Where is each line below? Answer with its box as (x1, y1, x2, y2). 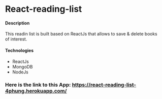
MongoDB (12, 64, 33, 69)
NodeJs (12, 69, 29, 75)
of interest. (5, 36, 27, 42)
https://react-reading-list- (72, 81, 136, 88)
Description (5, 20, 30, 26)
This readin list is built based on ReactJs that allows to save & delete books (5, 31, 158, 37)
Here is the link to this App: (5, 81, 71, 88)
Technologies (5, 47, 34, 53)
